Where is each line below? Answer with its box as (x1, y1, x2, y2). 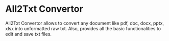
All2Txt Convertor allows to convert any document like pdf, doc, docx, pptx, (5, 20, 164, 26)
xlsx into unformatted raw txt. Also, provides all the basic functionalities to (5, 25, 161, 31)
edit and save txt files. (5, 31, 52, 37)
